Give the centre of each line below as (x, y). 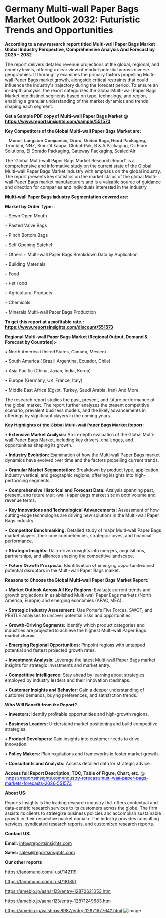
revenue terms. (21, 500)
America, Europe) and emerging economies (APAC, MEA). (64, 600)
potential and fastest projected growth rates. (51, 650)
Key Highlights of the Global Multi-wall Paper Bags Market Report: (75, 425)
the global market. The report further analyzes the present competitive (77, 405)
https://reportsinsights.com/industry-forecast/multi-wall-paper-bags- (77, 778)
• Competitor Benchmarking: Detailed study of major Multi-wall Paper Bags (83, 530)
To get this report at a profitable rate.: (45, 322)
